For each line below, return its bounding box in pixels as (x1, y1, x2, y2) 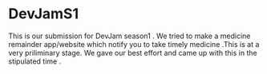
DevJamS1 (8, 5, 79, 23)
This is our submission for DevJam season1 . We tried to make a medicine (8, 31, 251, 41)
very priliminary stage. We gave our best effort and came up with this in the (8, 48, 258, 57)
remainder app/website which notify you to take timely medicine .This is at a (8, 39, 260, 49)
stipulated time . (8, 56, 62, 66)
